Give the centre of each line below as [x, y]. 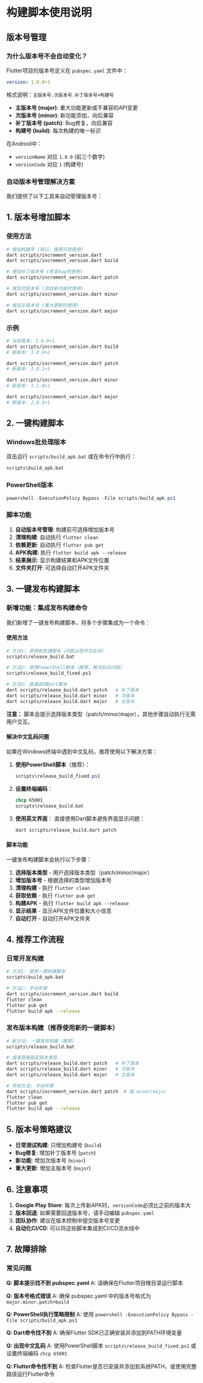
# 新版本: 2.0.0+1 [28, 402]
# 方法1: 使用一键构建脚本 [36, 971]
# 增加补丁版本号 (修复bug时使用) [45, 272]
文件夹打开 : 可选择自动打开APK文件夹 [62, 568]
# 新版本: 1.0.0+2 [28, 352]
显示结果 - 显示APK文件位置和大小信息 [63, 911]
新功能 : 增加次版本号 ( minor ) [50, 1161]
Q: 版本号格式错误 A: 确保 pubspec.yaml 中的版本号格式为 [79, 1295]
